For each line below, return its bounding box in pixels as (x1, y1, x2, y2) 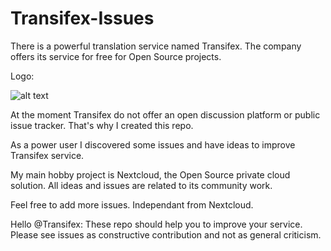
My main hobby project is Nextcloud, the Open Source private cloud (10, 168, 291, 181)
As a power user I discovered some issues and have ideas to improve (10, 138, 296, 151)
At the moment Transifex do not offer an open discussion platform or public (10, 108, 321, 121)
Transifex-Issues (10, 7, 155, 30)
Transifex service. (10, 149, 85, 161)
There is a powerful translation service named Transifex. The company (10, 40, 302, 52)
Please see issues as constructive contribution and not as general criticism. (10, 228, 322, 241)
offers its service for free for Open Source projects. (10, 50, 222, 62)
